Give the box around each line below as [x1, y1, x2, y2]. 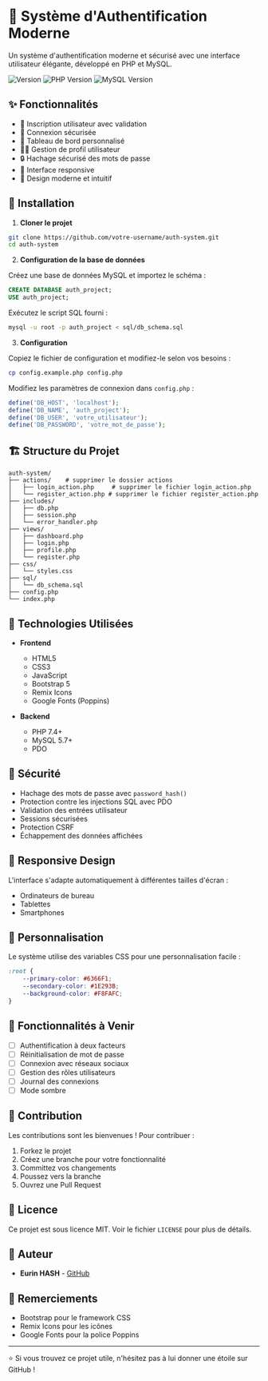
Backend [19, 711, 50, 721]
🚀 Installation [8, 197, 75, 210]
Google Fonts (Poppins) [31, 695, 110, 706]
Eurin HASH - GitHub [19, 1268, 90, 1278]
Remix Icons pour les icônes [19, 1322, 113, 1331]
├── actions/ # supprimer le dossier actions [8, 476, 173, 484]
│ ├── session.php [8, 511, 77, 519]
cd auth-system [8, 241, 59, 249]
